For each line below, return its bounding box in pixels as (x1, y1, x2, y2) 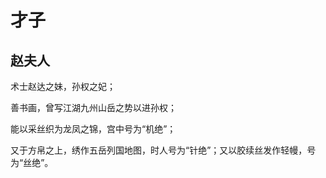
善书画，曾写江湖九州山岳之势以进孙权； (10, 102, 177, 113)
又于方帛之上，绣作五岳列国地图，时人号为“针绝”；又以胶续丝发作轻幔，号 (10, 144, 317, 156)
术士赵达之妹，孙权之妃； (10, 81, 116, 92)
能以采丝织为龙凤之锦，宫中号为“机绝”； (10, 123, 177, 135)
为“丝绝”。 (10, 157, 54, 168)
